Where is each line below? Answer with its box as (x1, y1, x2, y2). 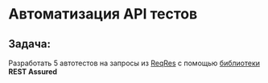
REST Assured (8, 67, 58, 77)
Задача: (8, 37, 51, 51)
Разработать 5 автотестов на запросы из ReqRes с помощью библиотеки (8, 58, 260, 68)
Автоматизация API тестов (8, 5, 198, 23)
